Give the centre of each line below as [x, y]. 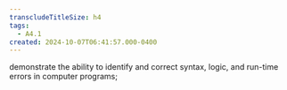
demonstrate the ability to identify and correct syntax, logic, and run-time [144, 67]
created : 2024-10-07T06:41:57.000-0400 [83, 42]
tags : [19, 26]
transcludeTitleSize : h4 [55, 17]
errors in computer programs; [64, 77]
